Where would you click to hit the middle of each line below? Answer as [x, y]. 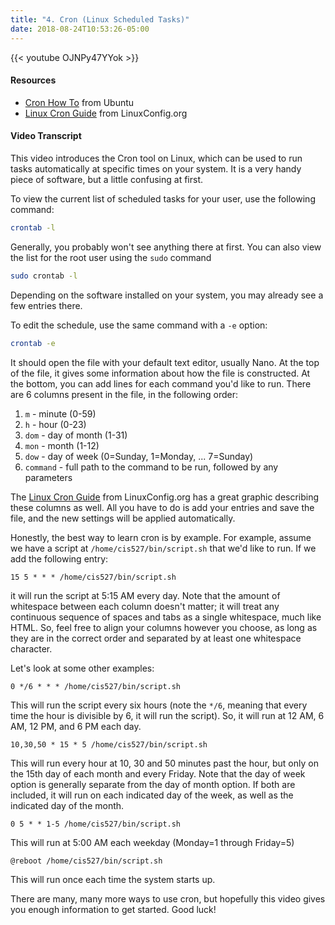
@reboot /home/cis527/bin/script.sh [86, 861]
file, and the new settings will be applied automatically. [123, 518]
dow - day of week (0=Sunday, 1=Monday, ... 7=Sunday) [139, 456]
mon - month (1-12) [62, 445]
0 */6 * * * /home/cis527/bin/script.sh [96, 686]
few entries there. [46, 305]
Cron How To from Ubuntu [79, 102]
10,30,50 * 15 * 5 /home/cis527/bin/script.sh [109, 744]
